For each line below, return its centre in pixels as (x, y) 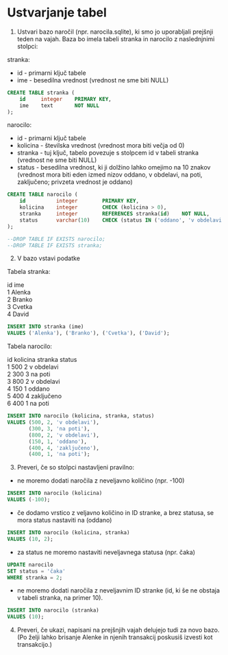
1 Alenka (19, 292)
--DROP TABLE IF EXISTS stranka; (55, 245)
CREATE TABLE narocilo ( (42, 195)
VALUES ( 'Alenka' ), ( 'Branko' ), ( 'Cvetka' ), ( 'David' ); (88, 333)
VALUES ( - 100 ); (29, 500)
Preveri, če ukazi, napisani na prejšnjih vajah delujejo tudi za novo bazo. (118, 630)
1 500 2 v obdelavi (33, 367)
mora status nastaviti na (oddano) (64, 520)
